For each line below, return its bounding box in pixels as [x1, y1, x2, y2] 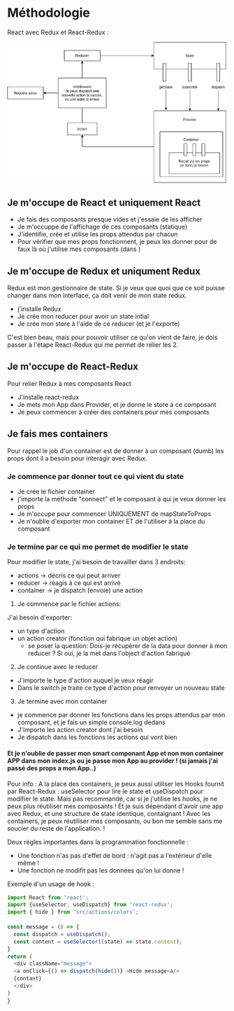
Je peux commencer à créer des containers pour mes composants [17, 408, 210, 416]
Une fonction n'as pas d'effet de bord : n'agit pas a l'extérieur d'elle [17, 851, 212, 859]
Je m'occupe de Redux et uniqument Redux [7, 265, 201, 277]
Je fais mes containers [7, 428, 108, 440]
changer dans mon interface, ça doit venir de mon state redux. [7, 292, 187, 300]
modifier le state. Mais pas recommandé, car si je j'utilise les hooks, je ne [7, 794, 218, 803]
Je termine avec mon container [17, 697, 108, 705]
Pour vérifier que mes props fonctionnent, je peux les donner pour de [17, 238, 218, 246]
